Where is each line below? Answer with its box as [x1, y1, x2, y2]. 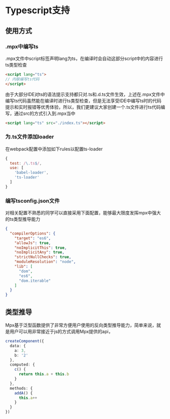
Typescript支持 [5, 5, 70, 16]
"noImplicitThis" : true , [14, 245, 67, 250]
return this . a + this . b [18, 372, 70, 377]
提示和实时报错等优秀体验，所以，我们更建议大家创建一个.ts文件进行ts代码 [5, 104, 161, 110]
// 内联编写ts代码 [5, 77, 40, 82]
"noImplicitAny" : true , [14, 250, 65, 255]
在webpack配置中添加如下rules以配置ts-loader [5, 146, 103, 152]
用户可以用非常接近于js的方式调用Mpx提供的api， [9, 329, 113, 335]
